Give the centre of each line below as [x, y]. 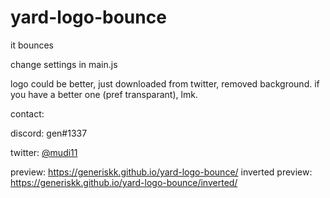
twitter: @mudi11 [44, 152]
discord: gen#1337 [49, 133]
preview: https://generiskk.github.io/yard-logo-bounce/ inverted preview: [161, 172]
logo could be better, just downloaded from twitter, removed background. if [165, 83]
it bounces [32, 45]
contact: [27, 113]
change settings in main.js [64, 64]
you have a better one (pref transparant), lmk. [104, 94]
